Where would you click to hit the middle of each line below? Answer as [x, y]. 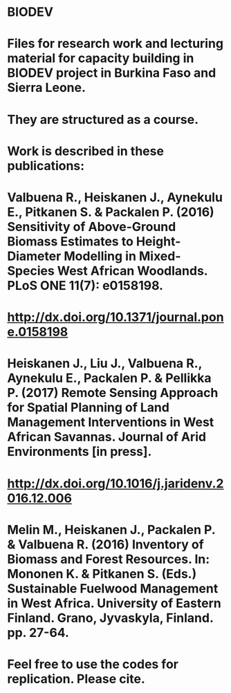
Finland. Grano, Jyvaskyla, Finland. [110, 618]
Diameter [34, 256]
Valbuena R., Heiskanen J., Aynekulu [115, 197]
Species [31, 271]
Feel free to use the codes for [93, 664]
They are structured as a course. [103, 119]
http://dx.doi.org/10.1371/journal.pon [115, 317]
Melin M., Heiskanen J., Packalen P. [111, 529]
